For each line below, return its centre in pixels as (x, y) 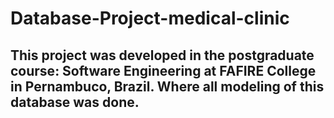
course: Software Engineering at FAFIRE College (163, 70)
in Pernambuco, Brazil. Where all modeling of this (167, 86)
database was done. (75, 102)
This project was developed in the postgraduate (162, 55)
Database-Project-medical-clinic (150, 18)
